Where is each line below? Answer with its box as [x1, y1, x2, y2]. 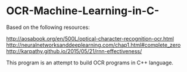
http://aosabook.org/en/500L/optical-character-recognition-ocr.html [6, 35, 174, 42]
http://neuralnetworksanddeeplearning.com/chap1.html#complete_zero [6, 41, 181, 48]
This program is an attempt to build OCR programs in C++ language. [6, 59, 174, 66]
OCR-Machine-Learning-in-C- [6, 4, 160, 18]
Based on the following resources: [6, 24, 91, 31]
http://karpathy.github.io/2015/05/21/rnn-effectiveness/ [6, 47, 142, 54]
